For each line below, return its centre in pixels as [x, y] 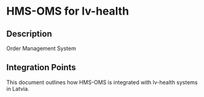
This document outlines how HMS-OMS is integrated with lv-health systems [102, 82]
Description [29, 34]
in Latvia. [18, 88]
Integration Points [41, 67]
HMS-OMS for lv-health [68, 11]
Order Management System [41, 48]
